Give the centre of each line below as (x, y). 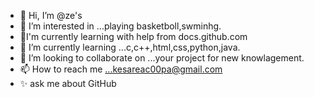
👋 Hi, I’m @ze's (51, 15)
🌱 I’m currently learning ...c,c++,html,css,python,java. (130, 47)
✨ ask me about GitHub (68, 83)
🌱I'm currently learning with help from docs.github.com (133, 36)
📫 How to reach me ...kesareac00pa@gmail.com (121, 69)
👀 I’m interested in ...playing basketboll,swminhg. (120, 26)
